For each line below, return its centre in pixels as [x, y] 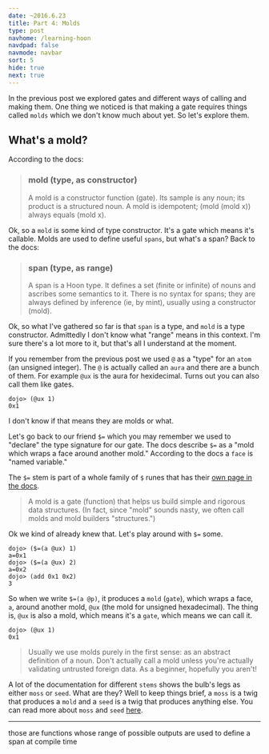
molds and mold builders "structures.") [92, 519]
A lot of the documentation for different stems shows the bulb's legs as [124, 684]
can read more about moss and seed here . [76, 710]
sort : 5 [21, 61]
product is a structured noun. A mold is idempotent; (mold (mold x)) [139, 206]
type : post [26, 30]
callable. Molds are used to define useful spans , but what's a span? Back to [132, 239]
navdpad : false [34, 46]
